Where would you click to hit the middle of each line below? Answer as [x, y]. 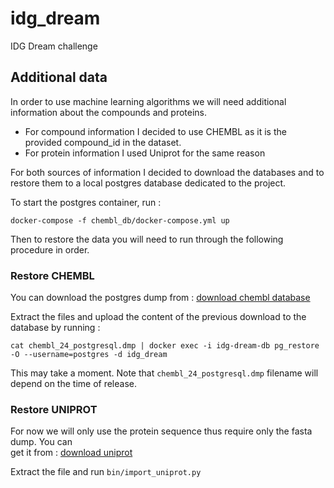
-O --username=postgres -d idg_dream [89, 355]
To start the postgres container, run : [86, 202]
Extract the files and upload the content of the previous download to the [158, 317]
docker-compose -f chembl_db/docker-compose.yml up [120, 220]
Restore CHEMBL [52, 275]
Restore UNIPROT [54, 409]
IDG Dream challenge [54, 46]
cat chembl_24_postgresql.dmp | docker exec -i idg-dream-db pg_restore [165, 346]
